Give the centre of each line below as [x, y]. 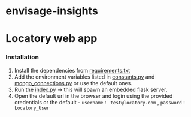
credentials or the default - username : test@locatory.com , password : [99, 102]
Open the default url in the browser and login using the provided [93, 96]
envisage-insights [52, 11]
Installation [22, 57]
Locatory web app [51, 39]
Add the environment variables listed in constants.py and [84, 77]
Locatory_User [32, 108]
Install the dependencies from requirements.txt [72, 70]
